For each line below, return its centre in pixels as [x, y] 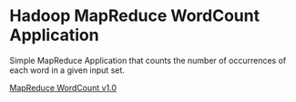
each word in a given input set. [67, 70]
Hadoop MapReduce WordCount [135, 16]
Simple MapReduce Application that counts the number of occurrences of [148, 60]
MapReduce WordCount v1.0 [63, 87]
